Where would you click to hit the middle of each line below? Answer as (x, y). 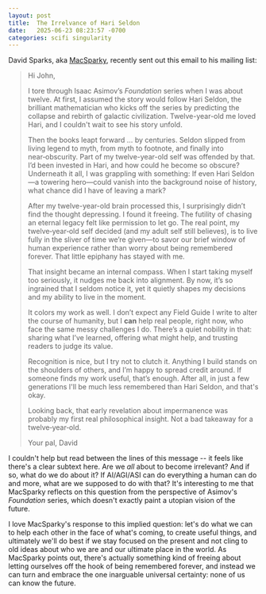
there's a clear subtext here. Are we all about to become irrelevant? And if (129, 467)
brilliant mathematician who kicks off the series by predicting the (133, 108)
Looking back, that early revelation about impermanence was (128, 411)
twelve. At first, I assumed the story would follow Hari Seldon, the (135, 99)
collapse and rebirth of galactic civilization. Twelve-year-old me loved (142, 117)
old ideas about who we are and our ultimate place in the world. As (118, 550)
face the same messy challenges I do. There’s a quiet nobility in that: (140, 329)
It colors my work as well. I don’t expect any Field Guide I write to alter (143, 312)
